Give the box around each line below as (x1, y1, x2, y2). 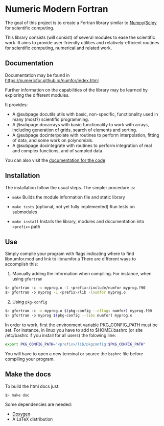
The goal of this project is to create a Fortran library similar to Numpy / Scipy (5, 20, 157, 26)
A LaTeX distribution (12, 416, 53, 422)
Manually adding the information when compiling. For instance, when (12, 271, 152, 277)
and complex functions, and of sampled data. (12, 147, 104, 153)
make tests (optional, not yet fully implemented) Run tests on (12, 203, 135, 209)
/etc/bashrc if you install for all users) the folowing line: (5, 332, 116, 338)
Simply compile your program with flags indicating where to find (5, 251, 135, 256)
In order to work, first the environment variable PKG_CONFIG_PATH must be (5, 322, 158, 328)
